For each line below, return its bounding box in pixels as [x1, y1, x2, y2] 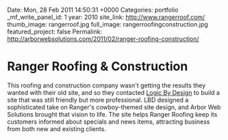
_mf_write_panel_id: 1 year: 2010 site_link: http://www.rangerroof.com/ [7, 13, 205, 21]
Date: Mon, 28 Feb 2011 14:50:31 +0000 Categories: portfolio [7, 6, 179, 14]
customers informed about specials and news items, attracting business [7, 117, 210, 126]
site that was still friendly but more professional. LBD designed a [7, 96, 189, 104]
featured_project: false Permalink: [7, 27, 103, 36]
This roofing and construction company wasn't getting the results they [7, 81, 206, 89]
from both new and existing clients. [7, 124, 106, 132]
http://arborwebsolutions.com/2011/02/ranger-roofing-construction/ [7, 35, 200, 43]
